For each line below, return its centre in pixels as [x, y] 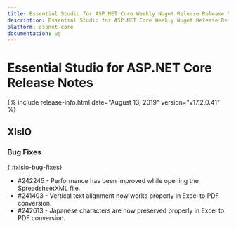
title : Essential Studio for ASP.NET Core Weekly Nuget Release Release [116, 14]
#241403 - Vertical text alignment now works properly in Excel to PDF [118, 195]
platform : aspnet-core [40, 27]
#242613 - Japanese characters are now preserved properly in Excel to [121, 210]
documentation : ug [34, 33]
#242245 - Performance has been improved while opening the [108, 180]
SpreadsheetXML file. [49, 188]
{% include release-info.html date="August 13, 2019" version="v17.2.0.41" [114, 102]
